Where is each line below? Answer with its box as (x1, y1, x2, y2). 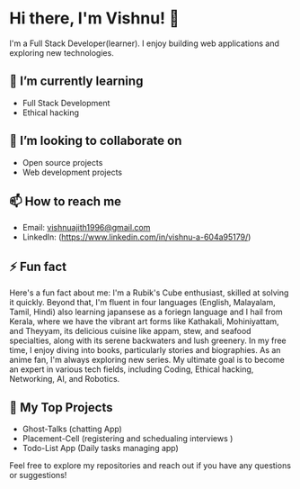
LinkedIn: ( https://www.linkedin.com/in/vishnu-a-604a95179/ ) (22, 231, 251, 242)
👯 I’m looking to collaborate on (9, 133, 182, 149)
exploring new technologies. (9, 47, 114, 58)
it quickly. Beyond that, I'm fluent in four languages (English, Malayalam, (9, 297, 276, 308)
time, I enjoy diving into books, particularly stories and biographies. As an (9, 345, 281, 356)
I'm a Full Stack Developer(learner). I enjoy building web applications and (9, 38, 280, 49)
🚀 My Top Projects (9, 400, 113, 415)
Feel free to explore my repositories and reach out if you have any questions (9, 460, 292, 471)
